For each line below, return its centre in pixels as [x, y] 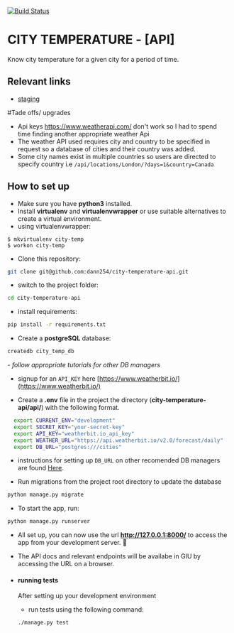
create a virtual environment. [60, 218]
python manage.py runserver [49, 521]
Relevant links [39, 82]
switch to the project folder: [58, 285]
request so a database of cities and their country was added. [107, 148]
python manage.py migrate [45, 495]
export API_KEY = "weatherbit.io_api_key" [74, 433]
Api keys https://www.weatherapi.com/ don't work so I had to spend [117, 126]
